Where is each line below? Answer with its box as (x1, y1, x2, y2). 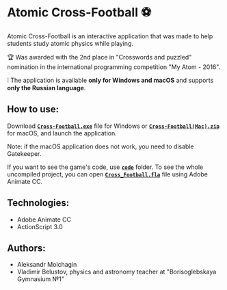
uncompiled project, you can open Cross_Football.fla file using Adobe (7, 170, 209, 178)
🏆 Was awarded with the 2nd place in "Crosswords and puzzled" (7, 53, 192, 61)
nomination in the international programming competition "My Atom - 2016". (7, 62, 221, 71)
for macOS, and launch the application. (7, 129, 118, 137)
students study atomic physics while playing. (7, 39, 134, 47)
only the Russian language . (7, 83, 86, 92)
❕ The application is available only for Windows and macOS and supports (7, 76, 214, 84)
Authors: (7, 242, 46, 254)
